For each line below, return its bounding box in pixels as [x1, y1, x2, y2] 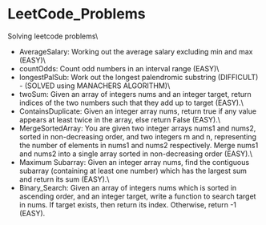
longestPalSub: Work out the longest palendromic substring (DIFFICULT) [18, 72, 259, 82]
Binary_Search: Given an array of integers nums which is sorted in [18, 183, 237, 192]
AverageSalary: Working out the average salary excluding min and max [18, 46, 253, 56]
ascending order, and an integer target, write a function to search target [18, 191, 256, 201]
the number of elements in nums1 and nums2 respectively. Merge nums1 [18, 140, 259, 150]
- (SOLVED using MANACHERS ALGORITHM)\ [18, 81, 171, 90]
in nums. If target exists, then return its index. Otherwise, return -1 [18, 199, 237, 209]
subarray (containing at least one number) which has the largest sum [18, 166, 248, 175]
